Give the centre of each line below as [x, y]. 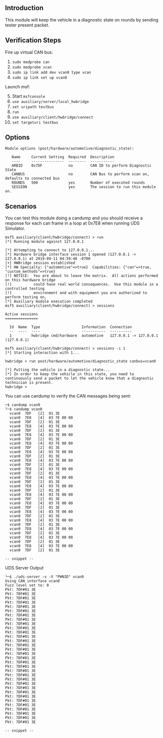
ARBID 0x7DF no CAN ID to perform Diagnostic [81, 166]
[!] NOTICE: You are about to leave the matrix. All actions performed [82, 276]
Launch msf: [18, 86]
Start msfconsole [29, 96]
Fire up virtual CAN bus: [29, 52]
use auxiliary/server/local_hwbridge [51, 102]
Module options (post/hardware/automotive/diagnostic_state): [70, 148]
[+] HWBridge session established [40, 263]
